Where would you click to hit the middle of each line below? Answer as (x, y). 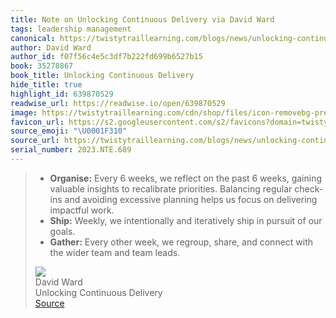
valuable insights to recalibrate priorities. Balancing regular (171, 188)
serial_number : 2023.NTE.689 (71, 150)
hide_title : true (46, 85)
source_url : (35, 141)
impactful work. (82, 210)
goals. (62, 231)
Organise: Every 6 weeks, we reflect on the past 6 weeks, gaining (186, 178)
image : (24, 112)
